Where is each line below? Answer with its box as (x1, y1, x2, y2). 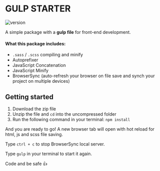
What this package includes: (5, 40, 66, 46)
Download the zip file (12, 106, 56, 112)
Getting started (5, 93, 54, 101)
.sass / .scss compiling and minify (12, 52, 83, 58)
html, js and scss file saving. (5, 131, 63, 137)
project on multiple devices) (12, 78, 70, 84)
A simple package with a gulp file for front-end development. (5, 29, 131, 35)
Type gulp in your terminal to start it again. (5, 151, 92, 157)
